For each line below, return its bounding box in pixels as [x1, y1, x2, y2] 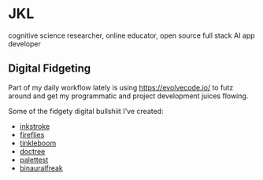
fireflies [19, 130, 45, 139]
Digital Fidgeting [8, 62, 91, 75]
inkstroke [19, 121, 50, 130]
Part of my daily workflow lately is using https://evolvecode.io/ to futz [8, 83, 234, 92]
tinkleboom [19, 138, 57, 148]
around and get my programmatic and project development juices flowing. [8, 91, 249, 101]
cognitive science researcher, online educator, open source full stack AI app [8, 31, 255, 40]
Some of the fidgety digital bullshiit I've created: [8, 106, 164, 116]
